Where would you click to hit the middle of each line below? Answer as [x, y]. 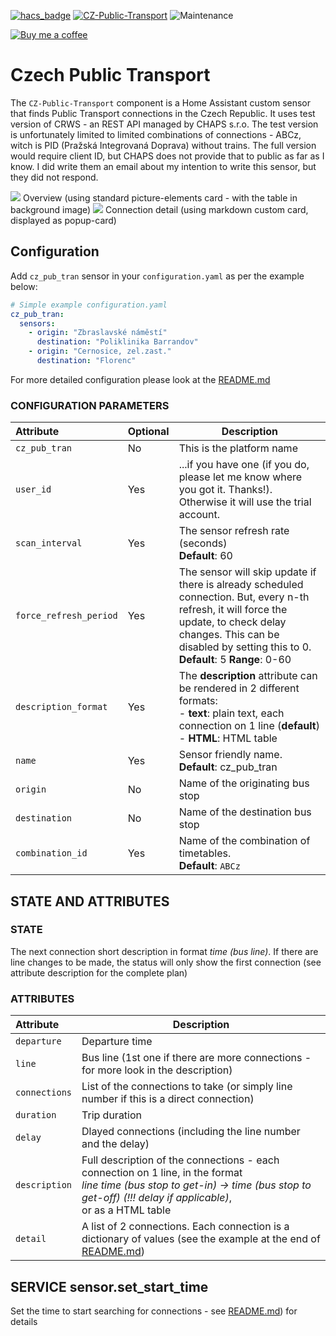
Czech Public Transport [110, 75]
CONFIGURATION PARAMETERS [90, 405]
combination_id [51, 853]
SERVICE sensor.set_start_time [109, 1286]
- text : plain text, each [231, 713]
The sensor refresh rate [234, 531]
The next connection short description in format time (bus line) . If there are [164, 951]
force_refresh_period [66, 616]
